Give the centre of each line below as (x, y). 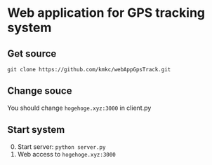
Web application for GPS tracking (106, 13)
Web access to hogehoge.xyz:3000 (66, 154)
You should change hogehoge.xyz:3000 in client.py (79, 108)
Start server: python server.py (61, 146)
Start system (36, 130)
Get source (32, 53)
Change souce (40, 91)
